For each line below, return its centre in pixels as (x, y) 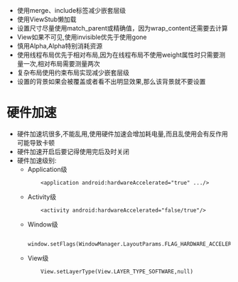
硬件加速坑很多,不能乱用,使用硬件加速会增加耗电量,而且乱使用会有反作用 (122, 134)
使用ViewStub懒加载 (47, 19)
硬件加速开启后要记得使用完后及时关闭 (73, 151)
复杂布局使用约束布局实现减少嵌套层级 (73, 72)
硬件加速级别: (37, 160)
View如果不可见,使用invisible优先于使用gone (82, 37)
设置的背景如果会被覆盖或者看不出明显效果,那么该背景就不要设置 (111, 81)
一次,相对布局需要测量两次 (61, 64)
